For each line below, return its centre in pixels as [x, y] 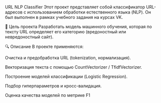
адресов [14, 12]
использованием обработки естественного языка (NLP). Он [89, 12]
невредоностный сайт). [29, 37]
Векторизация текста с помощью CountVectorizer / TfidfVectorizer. [74, 67]
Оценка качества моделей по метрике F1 [48, 95]
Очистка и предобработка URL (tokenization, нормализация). [68, 58]
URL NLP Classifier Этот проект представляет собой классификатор [75, 7]
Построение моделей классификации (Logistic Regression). [66, 76]
